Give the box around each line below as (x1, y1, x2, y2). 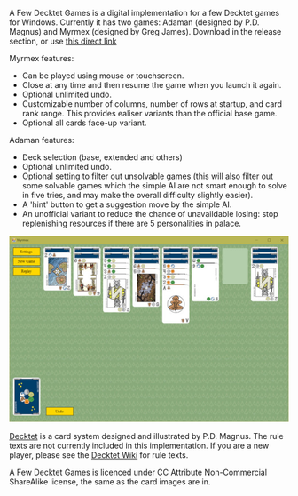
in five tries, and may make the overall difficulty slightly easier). (21, 190, 254, 200)
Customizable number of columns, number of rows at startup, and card (21, 99, 282, 109)
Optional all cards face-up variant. (21, 117, 147, 128)
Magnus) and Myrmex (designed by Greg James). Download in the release (9, 27, 282, 36)
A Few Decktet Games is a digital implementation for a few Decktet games (9, 8, 280, 18)
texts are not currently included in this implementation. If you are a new (9, 440, 270, 452)
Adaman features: (9, 135, 74, 145)
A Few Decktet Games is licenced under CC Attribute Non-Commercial (9, 467, 268, 478)
